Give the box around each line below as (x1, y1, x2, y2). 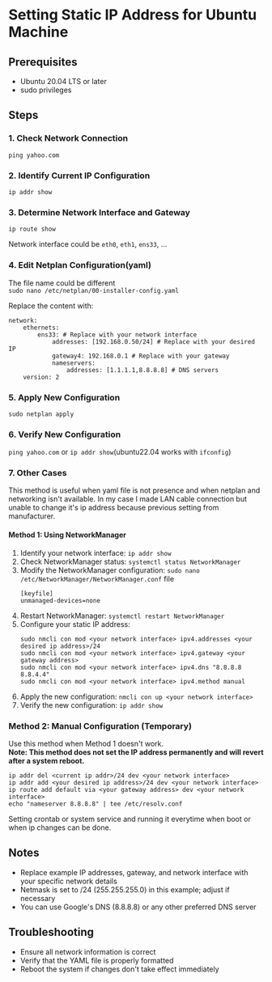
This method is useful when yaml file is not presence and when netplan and (8, 485, 261, 495)
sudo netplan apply (8, 410, 74, 418)
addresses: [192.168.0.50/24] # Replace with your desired (51, 337, 255, 345)
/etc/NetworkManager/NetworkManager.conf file (19, 574, 175, 583)
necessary (19, 893, 56, 903)
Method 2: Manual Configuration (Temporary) (8, 720, 193, 731)
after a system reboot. (8, 756, 85, 765)
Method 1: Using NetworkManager (8, 530, 127, 540)
